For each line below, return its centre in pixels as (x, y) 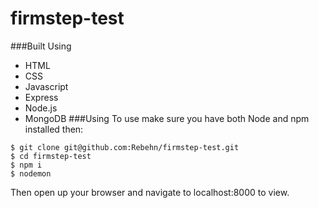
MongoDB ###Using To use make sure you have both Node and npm (167, 118)
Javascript (46, 86)
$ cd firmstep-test (51, 156)
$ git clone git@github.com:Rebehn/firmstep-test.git (125, 147)
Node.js (41, 108)
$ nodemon (31, 173)
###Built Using (41, 46)
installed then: (54, 129)
